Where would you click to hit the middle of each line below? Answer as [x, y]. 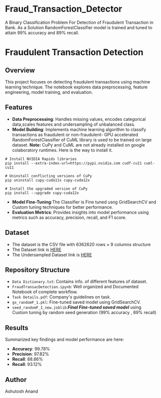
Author [16, 380]
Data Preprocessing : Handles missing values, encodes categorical [79, 119]
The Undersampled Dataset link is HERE [52, 255]
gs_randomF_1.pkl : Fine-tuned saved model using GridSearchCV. [76, 302]
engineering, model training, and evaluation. [49, 92]
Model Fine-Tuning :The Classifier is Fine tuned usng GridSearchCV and [84, 202]
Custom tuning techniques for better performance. [62, 207]
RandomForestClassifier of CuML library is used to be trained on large [82, 140]
